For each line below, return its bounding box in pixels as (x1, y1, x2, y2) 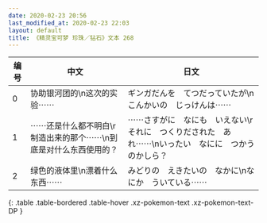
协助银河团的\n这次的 (30, 88, 110, 99)
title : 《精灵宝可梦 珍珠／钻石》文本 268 (8, 33, 134, 42)
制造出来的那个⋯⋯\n (30, 133, 110, 144)
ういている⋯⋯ (151, 177, 207, 188)
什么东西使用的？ (54, 144, 118, 156)
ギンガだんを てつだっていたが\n (127, 88, 254, 99)
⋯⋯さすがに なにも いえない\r (127, 114, 253, 125)
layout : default (8, 26, 62, 34)
